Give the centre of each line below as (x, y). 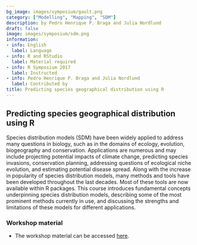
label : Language (32, 51)
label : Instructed (35, 73)
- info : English (26, 45)
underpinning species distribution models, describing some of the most (94, 194)
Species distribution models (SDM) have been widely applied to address (95, 137)
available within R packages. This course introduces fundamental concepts (98, 188)
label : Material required (44, 62)
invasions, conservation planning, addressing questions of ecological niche (99, 163)
